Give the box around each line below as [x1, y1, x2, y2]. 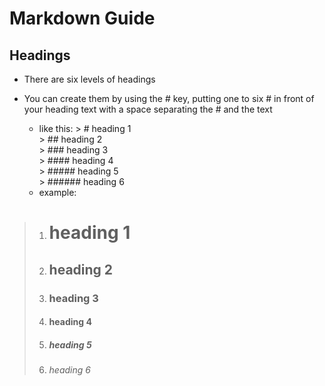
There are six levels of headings [23, 73, 156, 85]
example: [38, 187, 77, 198]
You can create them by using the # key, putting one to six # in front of [23, 93, 315, 104]
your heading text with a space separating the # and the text [23, 103, 273, 115]
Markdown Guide [9, 7, 156, 30]
